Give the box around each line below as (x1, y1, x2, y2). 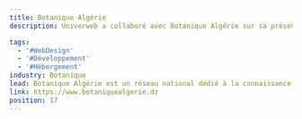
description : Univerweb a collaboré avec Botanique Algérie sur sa (9, 21, 268, 30)
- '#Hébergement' (17, 63, 83, 72)
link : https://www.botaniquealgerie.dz (9, 87, 159, 97)
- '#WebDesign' (17, 46, 75, 55)
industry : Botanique (9, 71, 87, 81)
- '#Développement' (17, 55, 91, 64)
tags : (9, 38, 30, 47)
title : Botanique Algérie (9, 13, 106, 22)
